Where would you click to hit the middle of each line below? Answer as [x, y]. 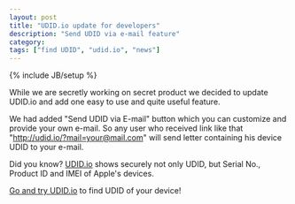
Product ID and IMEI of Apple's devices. [82, 174]
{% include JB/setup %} [53, 75]
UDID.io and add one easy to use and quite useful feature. [115, 102]
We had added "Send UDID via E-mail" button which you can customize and [148, 119]
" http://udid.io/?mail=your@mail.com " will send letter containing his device [145, 138]
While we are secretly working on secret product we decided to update [139, 93]
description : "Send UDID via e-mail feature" [94, 34]
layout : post [33, 17]
